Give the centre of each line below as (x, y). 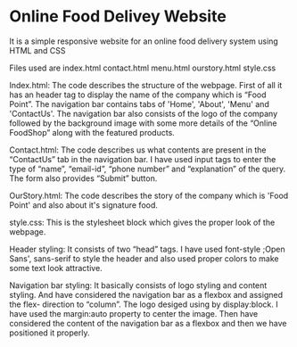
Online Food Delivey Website (118, 17)
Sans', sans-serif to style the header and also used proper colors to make (144, 258)
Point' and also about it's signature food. (84, 205)
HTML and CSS (37, 50)
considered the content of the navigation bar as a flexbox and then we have (148, 323)
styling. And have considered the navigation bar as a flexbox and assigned (146, 294)
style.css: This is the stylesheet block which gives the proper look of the (142, 222)
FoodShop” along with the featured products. (92, 132)
